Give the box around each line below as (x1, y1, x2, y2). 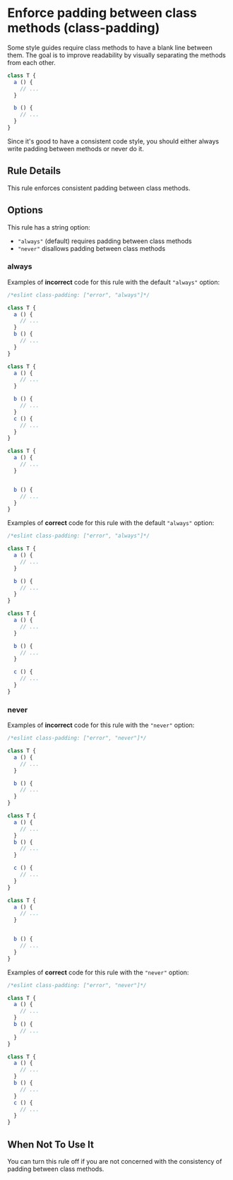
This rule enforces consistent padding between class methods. (7, 184, 191, 192)
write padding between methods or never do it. (7, 144, 145, 153)
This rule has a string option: (7, 223, 90, 231)
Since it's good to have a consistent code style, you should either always (7, 136, 220, 146)
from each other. (7, 58, 56, 66)
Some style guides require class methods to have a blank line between (7, 43, 213, 52)
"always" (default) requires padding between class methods (17, 237, 192, 245)
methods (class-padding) (7, 20, 160, 36)
